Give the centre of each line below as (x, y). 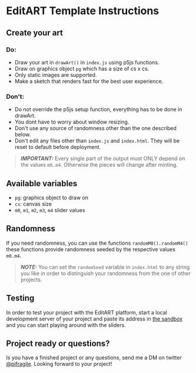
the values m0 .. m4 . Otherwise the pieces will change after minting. (99, 165)
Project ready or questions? (58, 343)
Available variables (42, 184)
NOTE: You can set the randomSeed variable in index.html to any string (105, 267)
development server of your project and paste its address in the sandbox (94, 319)
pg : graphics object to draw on (51, 197)
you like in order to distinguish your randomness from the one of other (106, 273)
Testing (20, 298)
